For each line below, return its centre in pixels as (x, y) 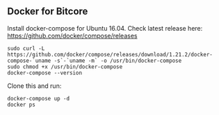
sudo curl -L (26, 48)
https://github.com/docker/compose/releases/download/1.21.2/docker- (110, 54)
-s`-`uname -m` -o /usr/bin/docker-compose (118, 61)
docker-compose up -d (39, 98)
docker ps (22, 105)
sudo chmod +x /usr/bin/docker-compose (65, 67)
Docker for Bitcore (48, 11)
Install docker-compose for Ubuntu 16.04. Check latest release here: (105, 28)
